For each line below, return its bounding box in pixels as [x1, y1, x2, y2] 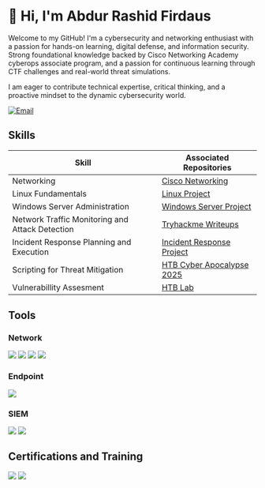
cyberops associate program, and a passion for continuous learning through [8, 58, 256, 68]
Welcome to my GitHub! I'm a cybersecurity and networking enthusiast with [8, 33, 254, 43]
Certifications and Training [8, 450, 144, 464]
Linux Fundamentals [12, 188, 87, 199]
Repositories [182, 162, 232, 173]
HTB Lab [161, 282, 195, 293]
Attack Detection [12, 223, 75, 235]
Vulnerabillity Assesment [12, 282, 105, 293]
